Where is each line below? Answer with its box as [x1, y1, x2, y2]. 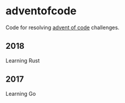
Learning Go [5, 90, 36, 97]
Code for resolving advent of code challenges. [5, 24, 120, 31]
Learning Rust [5, 57, 40, 64]
